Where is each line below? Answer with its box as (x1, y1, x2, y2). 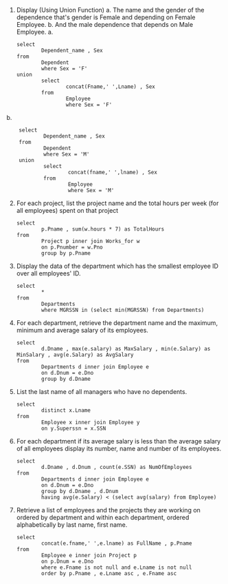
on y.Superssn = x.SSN (41, 425, 106, 432)
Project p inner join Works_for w (41, 238, 140, 244)
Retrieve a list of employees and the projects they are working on (16, 506, 201, 514)
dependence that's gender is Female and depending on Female (16, 13, 196, 21)
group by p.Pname (41, 250, 91, 257)
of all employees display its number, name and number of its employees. (16, 444, 221, 452)
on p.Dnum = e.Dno (41, 558, 94, 565)
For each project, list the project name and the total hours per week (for (16, 199, 219, 207)
